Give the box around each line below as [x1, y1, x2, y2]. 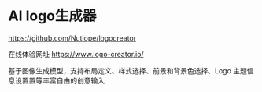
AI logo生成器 [8, 7, 97, 25]
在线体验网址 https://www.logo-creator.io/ [8, 49, 144, 58]
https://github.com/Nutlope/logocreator [8, 33, 136, 43]
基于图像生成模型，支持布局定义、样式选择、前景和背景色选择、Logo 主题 [8, 65, 248, 75]
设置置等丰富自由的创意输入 [14, 76, 105, 85]
